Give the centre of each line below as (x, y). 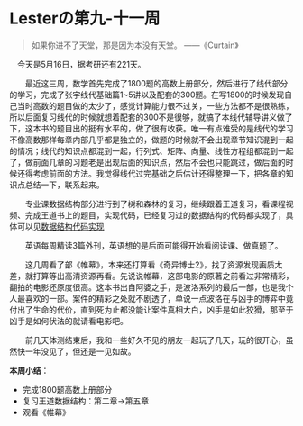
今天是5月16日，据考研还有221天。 (82, 64)
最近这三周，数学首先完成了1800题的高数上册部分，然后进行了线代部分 (157, 83)
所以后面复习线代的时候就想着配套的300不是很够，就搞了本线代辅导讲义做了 (151, 117)
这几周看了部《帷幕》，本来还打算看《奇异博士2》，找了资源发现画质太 (154, 264)
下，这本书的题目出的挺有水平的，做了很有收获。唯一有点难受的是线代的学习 (151, 128)
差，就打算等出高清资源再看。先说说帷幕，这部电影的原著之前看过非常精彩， (151, 276)
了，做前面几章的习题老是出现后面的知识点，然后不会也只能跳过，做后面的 (147, 162)
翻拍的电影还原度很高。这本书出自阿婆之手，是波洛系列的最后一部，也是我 (147, 287)
